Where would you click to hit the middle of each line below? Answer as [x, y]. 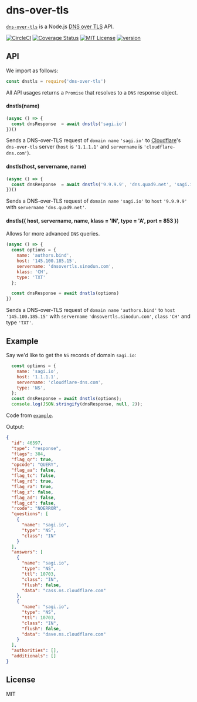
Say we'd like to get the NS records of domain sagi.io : [71, 355]
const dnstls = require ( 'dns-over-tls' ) [56, 81]
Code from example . [30, 415]
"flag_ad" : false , [34, 498]
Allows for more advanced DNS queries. [53, 234]
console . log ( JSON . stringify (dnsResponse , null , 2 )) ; [77, 404]
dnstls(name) [23, 106]
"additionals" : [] [34, 656]
